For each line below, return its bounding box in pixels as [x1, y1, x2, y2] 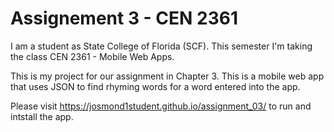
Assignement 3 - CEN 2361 [10, 7, 238, 30]
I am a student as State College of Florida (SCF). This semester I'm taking [10, 40, 313, 52]
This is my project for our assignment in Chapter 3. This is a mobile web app [10, 70, 325, 82]
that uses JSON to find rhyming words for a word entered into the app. [10, 80, 301, 92]
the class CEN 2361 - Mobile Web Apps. [10, 50, 175, 62]
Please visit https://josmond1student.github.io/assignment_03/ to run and [10, 100, 312, 112]
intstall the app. [10, 110, 74, 122]
